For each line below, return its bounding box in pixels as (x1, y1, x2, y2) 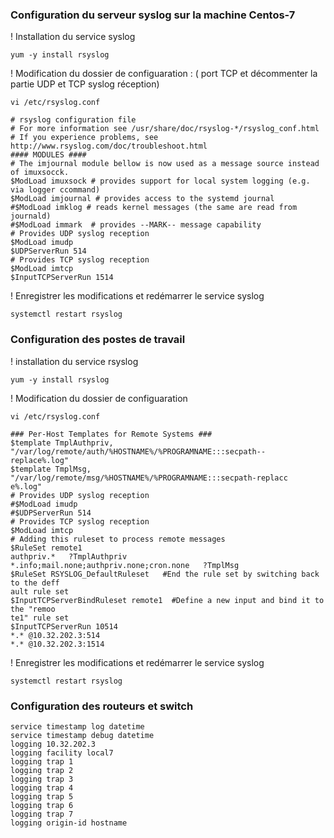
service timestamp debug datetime (10, 730, 155, 740)
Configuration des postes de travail (10, 333, 186, 347)
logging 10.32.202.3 (10, 739, 97, 749)
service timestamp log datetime (10, 721, 145, 732)
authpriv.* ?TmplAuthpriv (10, 551, 128, 562)
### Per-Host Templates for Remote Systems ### (10, 429, 213, 439)
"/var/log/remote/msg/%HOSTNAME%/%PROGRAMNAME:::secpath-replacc (10, 473, 288, 483)
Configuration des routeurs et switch (10, 699, 194, 713)
